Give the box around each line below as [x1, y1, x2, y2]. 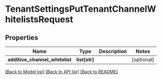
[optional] [131, 56, 155, 63]
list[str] [76, 56, 95, 63]
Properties [5, 33, 38, 42]
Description [98, 48, 127, 54]
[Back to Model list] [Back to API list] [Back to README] [5, 69, 118, 75]
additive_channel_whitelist [7, 56, 72, 63]
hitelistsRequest [5, 14, 73, 25]
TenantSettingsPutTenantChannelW [5, 3, 157, 15]
